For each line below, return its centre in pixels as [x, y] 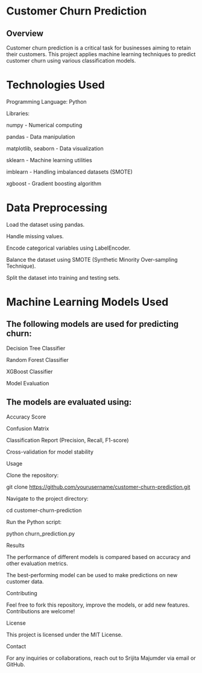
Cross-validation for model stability [50, 452]
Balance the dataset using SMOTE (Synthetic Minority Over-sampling [92, 259]
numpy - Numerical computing [44, 125]
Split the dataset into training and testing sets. [63, 277]
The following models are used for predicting [93, 324]
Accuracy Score [26, 417]
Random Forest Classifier [38, 359]
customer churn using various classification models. [71, 61]
